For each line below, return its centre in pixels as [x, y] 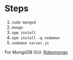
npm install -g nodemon [36, 38]
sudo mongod [24, 22]
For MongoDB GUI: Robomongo [36, 52]
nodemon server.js [30, 43]
